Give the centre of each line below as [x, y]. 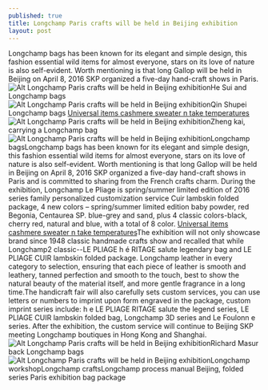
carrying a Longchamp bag [53, 130]
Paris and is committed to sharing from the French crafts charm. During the [132, 181]
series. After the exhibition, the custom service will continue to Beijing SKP [131, 327]
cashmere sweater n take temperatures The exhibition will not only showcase [134, 233]
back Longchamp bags [46, 352]
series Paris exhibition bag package [67, 377]
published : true [35, 16]
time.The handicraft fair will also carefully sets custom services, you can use [134, 292]
